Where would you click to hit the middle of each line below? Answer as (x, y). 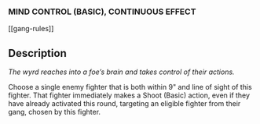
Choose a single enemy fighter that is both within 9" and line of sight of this (130, 87)
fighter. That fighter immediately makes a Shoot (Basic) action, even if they (129, 95)
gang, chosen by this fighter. (54, 112)
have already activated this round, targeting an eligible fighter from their (125, 104)
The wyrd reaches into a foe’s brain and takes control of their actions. (121, 72)
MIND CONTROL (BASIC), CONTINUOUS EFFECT (102, 12)
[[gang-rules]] (31, 29)
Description (37, 53)
